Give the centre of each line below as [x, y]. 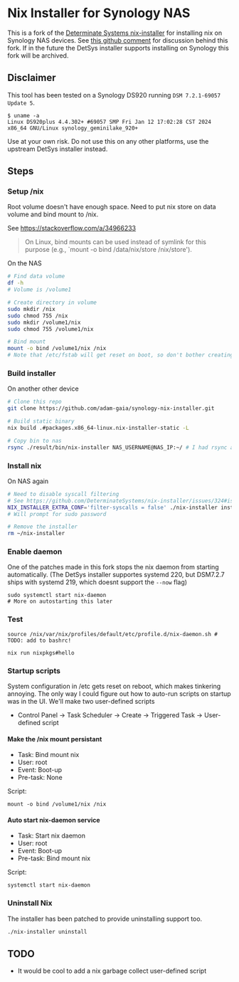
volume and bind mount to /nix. [53, 214]
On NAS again [28, 481]
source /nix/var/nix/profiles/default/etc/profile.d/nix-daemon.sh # [113, 634]
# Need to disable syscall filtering [63, 494]
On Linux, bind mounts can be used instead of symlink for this [116, 242]
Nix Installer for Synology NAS [99, 13]
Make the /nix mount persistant [55, 739]
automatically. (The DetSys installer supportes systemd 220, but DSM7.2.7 [116, 575]
